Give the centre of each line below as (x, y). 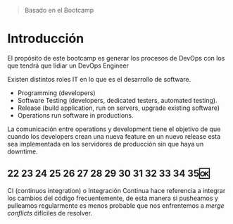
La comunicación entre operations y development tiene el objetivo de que (114, 129)
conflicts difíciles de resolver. (50, 213)
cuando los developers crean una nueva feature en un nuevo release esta (114, 136)
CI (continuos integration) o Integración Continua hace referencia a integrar (116, 190)
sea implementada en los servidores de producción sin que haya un (106, 144)
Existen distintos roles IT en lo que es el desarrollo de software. (99, 79)
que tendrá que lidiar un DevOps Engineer (68, 66)
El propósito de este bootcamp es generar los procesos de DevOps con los (116, 58)
